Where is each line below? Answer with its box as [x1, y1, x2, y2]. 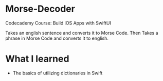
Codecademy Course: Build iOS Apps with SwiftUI [5, 20, 112, 26]
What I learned [5, 53, 69, 65]
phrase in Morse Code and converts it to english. [5, 35, 109, 41]
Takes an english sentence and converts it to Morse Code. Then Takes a [5, 30, 158, 36]
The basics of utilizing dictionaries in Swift [12, 70, 103, 76]
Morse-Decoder [5, 3, 76, 15]
